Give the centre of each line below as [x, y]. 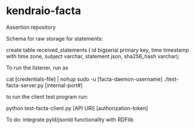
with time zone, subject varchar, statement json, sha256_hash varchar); [93, 56]
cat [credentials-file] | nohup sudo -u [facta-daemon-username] [84, 79]
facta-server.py [25, 85]
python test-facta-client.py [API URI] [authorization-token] [77, 108]
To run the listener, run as [37, 67]
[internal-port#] [64, 85]
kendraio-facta [44, 11]
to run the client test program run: [47, 97]
